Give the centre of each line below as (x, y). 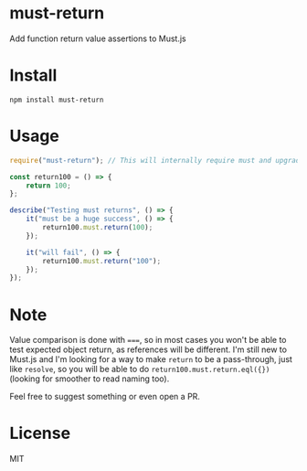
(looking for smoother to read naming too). (90, 379)
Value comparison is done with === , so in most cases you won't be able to (148, 340)
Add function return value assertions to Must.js (98, 38)
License (40, 434)
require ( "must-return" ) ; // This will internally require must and (141, 160)
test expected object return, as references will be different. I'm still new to (148, 349)
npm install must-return (57, 100)
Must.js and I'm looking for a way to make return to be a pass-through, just (151, 359)
